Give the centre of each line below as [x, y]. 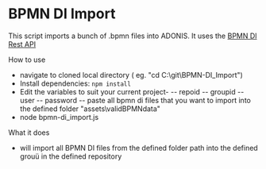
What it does [29, 133]
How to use [27, 60]
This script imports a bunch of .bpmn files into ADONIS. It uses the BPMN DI [133, 36]
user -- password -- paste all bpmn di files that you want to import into [135, 100]
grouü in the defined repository [71, 156]
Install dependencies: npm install [75, 83]
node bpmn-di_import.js [59, 117]
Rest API [22, 44]
